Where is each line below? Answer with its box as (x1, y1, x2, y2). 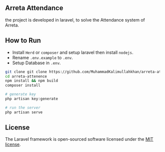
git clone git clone (5, 69, 48, 74)
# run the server (5, 105, 41, 110)
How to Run (5, 36, 41, 45)
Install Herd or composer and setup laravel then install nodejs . (12, 49, 134, 55)
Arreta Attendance (5, 4, 63, 12)
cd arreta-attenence (5, 74, 48, 79)
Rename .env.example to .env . (12, 54, 73, 60)
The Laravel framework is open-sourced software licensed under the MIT (5, 136, 154, 142)
